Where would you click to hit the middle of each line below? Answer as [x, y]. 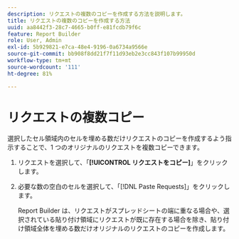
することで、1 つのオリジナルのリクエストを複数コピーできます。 [108, 148]
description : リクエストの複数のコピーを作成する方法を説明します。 [97, 14]
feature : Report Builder [44, 34]
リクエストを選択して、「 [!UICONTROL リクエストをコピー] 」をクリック [123, 163]
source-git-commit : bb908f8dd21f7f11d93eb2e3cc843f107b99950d [101, 54]
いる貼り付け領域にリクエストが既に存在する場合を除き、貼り [133, 220]
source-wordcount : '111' [44, 67]
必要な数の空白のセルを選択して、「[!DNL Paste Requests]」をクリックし [124, 187]
